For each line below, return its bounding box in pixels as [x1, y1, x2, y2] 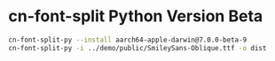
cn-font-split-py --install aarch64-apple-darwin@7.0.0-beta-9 [8, 35, 247, 44]
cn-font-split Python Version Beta [8, 6, 263, 27]
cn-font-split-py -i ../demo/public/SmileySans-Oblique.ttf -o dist [8, 43, 267, 52]
